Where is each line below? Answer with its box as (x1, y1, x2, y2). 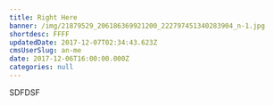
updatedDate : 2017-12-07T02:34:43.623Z (9, 37, 158, 47)
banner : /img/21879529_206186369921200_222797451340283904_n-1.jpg (9, 21, 266, 30)
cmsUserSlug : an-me (9, 46, 82, 55)
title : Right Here (9, 12, 78, 22)
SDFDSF (9, 86, 40, 98)
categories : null (9, 63, 74, 72)
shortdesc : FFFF (9, 29, 70, 38)
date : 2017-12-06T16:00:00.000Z (9, 54, 129, 63)
